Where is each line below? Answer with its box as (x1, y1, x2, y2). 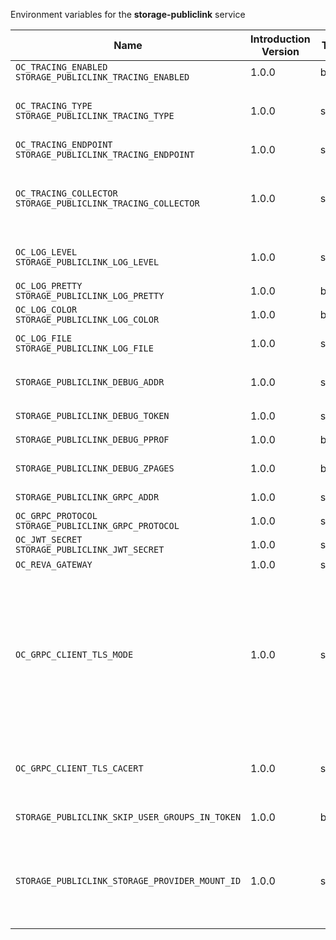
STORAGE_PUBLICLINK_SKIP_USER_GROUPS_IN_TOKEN (15, 812, 242, 823)
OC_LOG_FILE (15, 333, 73, 344)
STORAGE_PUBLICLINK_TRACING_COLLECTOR (15, 198, 200, 209)
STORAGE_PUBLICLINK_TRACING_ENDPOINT (15, 149, 195, 160)
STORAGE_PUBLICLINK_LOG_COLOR (15, 314, 160, 325)
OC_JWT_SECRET (15, 534, 83, 545)
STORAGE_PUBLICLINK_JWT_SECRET (15, 544, 165, 555)
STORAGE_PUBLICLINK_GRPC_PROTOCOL (15, 520, 180, 531)
